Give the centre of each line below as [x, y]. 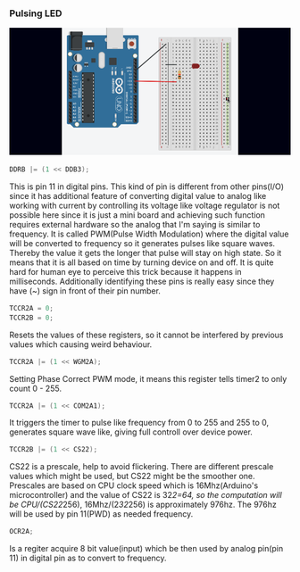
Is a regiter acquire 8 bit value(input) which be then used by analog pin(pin [146, 549]
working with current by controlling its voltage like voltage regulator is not [145, 205]
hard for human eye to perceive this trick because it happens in [126, 271]
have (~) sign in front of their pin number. [85, 290]
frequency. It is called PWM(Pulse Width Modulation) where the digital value [149, 234]
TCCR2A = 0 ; [31, 308]
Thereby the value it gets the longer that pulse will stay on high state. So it [146, 253]
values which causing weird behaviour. [81, 344]
